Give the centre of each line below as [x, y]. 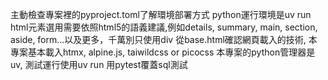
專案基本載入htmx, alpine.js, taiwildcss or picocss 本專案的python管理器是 [163, 52]
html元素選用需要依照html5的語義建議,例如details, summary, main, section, [164, 27]
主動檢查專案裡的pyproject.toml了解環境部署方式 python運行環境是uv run [161, 14]
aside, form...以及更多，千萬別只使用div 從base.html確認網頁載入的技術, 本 [164, 39]
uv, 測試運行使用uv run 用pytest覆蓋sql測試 [99, 64]
